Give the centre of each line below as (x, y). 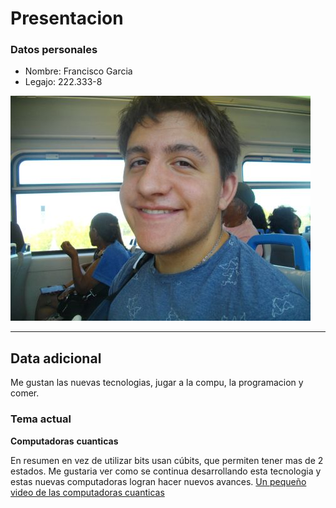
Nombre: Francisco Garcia (78, 71)
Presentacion (67, 18)
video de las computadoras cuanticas (87, 492)
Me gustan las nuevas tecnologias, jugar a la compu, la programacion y (157, 383)
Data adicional (56, 358)
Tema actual (41, 419)
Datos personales (54, 50)
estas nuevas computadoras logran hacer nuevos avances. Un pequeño (158, 481)
